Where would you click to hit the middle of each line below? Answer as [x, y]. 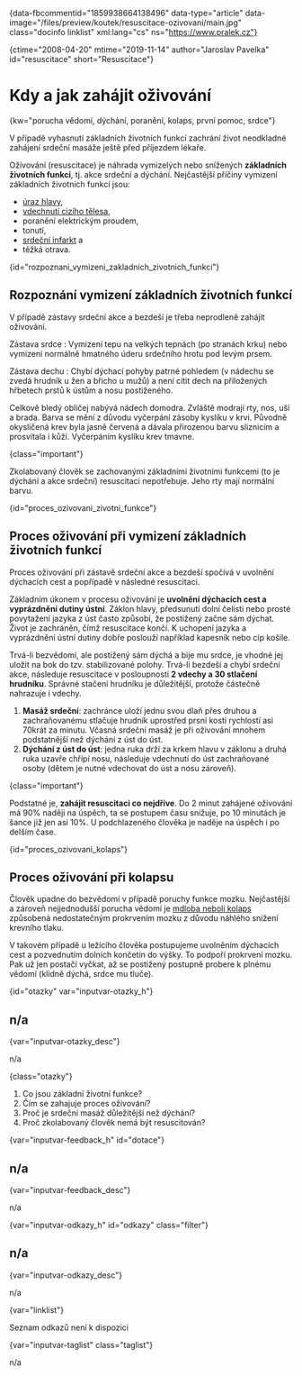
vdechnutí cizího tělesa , [66, 211]
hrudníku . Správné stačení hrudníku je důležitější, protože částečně [135, 683]
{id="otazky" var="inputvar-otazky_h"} [81, 991]
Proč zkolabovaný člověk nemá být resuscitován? [114, 1123]
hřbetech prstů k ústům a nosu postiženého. [91, 390]
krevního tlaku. [37, 928]
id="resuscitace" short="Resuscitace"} [82, 59]
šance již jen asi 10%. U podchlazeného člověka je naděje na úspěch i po [145, 822]
